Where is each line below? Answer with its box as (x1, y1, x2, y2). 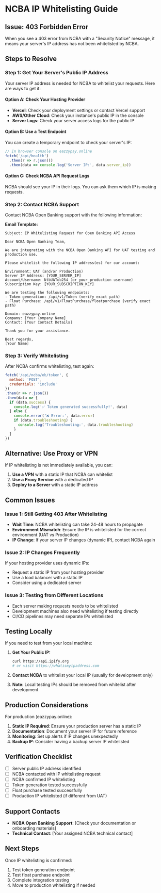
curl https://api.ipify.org (12, 659, 69, 664)
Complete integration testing (12, 877, 69, 883)
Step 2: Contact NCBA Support (5, 201, 79, 208)
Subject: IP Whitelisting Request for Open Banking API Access (5, 231, 136, 236)
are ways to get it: (5, 85, 41, 91)
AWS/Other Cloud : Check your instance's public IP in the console (12, 113, 144, 118)
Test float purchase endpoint (12, 872, 70, 877)
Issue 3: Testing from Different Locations (5, 592, 104, 599)
